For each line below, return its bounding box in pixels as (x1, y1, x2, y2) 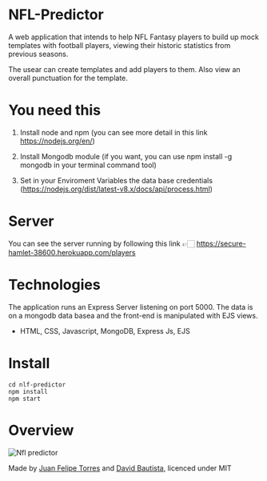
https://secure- (196, 238, 246, 248)
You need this (8, 102, 102, 119)
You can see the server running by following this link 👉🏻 (8, 238, 195, 248)
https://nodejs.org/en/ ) (19, 136, 96, 146)
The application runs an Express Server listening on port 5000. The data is (8, 302, 253, 311)
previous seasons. (8, 49, 69, 58)
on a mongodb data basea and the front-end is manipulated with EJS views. (8, 311, 258, 320)
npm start (8, 395, 42, 403)
